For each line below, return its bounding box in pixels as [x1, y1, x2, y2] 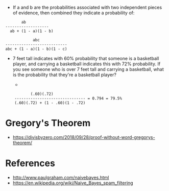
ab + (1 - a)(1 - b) [10, 29, 54, 34]
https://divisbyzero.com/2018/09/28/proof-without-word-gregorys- [12, 134, 155, 140]
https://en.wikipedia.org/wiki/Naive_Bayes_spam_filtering [12, 180, 134, 186]
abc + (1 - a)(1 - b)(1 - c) [5, 46, 67, 52]
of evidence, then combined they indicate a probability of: [12, 10, 135, 16]
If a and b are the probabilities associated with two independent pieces [12, 5, 162, 10]
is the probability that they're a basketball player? [12, 71, 116, 78]
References [5, 158, 55, 169]
